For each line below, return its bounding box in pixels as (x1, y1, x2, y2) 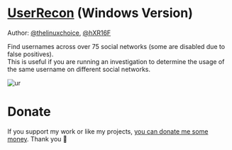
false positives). (7, 50, 54, 58)
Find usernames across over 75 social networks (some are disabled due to (7, 42, 226, 50)
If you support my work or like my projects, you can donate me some (7, 127, 209, 136)
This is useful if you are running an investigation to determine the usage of (7, 57, 225, 65)
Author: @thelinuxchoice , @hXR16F (7, 28, 111, 37)
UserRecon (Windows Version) (7, 5, 194, 21)
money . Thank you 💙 (7, 134, 67, 143)
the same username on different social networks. (7, 65, 151, 73)
